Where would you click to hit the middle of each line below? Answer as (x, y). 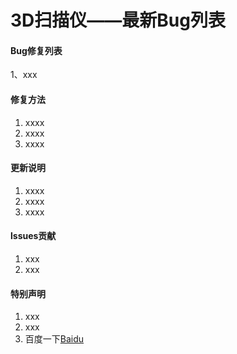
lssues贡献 (33, 236)
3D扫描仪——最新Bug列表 (118, 20)
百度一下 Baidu (54, 339)
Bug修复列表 (36, 50)
